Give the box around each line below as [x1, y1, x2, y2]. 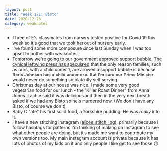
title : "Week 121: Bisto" [5, 12, 59, 17]
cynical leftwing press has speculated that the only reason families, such [12, 61, 162, 67]
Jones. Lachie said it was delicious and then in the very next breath [12, 93, 151, 99]
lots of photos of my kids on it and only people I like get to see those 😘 [12, 140, 158, 147]
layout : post [5, 7, 32, 12]
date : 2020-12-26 [5, 16, 41, 21]
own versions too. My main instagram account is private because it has [12, 135, 158, 141]
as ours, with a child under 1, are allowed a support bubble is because [12, 67, 156, 73]
